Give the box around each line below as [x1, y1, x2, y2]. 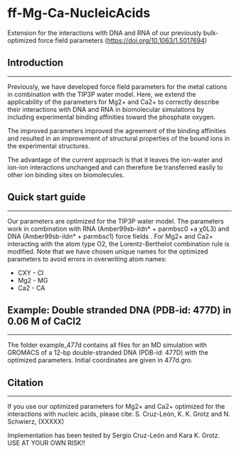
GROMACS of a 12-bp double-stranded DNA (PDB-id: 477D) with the [7, 348, 208, 357]
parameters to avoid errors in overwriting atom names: [7, 254, 167, 263]
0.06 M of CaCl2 [7, 315, 82, 327]
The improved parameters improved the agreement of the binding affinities [7, 126, 226, 135]
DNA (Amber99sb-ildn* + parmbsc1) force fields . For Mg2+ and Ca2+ [7, 231, 213, 240]
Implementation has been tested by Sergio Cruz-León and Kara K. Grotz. [7, 431, 221, 439]
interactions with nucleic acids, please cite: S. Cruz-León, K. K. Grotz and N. [7, 410, 230, 418]
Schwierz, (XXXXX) [7, 417, 65, 426]
